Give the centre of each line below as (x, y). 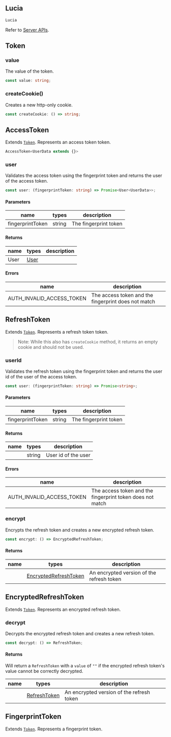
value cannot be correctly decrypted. (44, 671)
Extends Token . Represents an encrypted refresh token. (63, 609)
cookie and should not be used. (51, 347)
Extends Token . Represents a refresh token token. (57, 332)
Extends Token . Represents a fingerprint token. (54, 729)
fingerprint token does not (122, 497)
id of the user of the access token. (41, 377)
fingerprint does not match (123, 301)
